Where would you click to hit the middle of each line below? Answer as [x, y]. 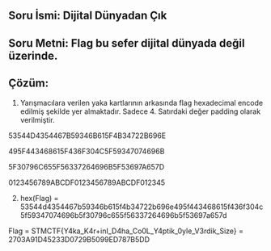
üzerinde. [33, 55]
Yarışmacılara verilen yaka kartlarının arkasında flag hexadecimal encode [142, 102]
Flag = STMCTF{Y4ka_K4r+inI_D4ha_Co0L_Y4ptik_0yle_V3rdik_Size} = [126, 231]
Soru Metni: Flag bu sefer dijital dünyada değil [127, 43]
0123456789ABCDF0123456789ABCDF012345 [87, 182]
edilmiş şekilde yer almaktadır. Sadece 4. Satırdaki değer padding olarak [140, 111]
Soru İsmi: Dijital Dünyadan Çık [88, 16]
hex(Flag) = [39, 198]
